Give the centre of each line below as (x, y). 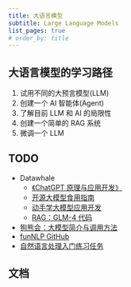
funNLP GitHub (44, 236)
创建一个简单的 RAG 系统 (60, 123)
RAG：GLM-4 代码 (62, 217)
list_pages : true (37, 30)
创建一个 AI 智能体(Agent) (62, 103)
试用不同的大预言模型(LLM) (64, 94)
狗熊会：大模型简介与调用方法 (68, 227)
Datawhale (37, 177)
